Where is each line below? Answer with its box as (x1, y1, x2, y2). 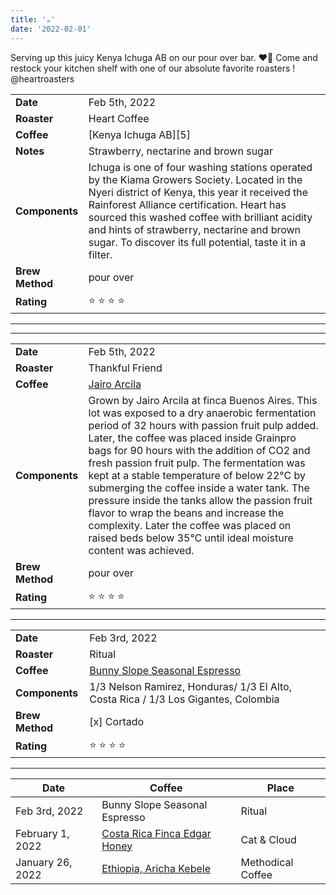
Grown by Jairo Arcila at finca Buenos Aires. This (88, 393, 318, 407)
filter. (88, 247, 113, 261)
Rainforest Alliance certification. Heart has (88, 197, 287, 211)
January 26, (15, 855, 73, 869)
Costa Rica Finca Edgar (101, 826, 212, 840)
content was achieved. (88, 543, 195, 557)
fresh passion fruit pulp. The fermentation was (88, 456, 306, 470)
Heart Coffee (88, 111, 150, 125)
